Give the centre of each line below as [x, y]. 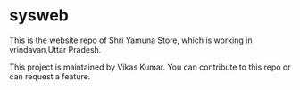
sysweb [39, 16]
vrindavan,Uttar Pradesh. [55, 49]
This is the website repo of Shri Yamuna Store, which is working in [131, 40]
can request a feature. [50, 76]
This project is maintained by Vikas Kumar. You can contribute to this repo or [150, 67]
